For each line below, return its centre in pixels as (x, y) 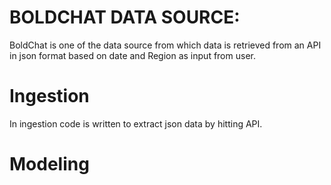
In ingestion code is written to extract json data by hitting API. (136, 123)
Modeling (49, 164)
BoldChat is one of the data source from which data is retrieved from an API (165, 45)
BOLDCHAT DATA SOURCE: (125, 17)
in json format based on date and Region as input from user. (132, 55)
